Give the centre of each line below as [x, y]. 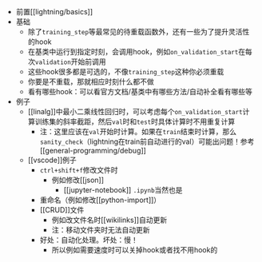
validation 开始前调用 [70, 62]
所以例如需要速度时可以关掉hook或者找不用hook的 [135, 250]
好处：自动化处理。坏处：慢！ [89, 240]
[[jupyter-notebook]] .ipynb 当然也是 [123, 190]
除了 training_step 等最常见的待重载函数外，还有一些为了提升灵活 [135, 32]
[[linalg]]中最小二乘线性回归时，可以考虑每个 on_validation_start [135, 111]
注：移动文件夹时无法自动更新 [101, 230]
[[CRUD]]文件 [62, 210]
